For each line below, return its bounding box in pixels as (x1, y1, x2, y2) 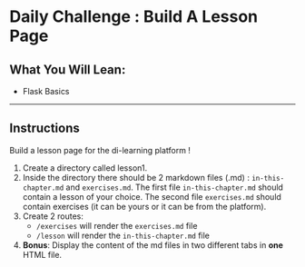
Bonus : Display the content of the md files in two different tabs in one (22, 239, 284, 251)
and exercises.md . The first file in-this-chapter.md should (65, 182, 284, 193)
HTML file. (22, 249, 62, 260)
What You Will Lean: (9, 62, 126, 77)
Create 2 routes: (22, 211, 84, 222)
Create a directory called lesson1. (22, 162, 148, 173)
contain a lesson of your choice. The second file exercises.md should (22, 191, 281, 202)
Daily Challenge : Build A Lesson (9, 6, 259, 27)
